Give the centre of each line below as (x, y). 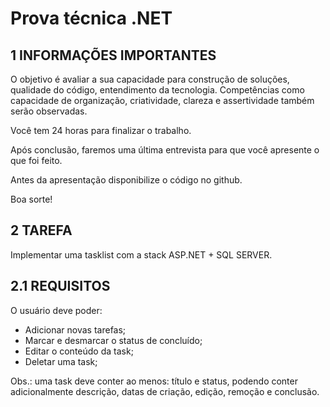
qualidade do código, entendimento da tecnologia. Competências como (157, 90)
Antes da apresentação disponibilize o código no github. (126, 180)
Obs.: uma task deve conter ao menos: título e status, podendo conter (154, 381)
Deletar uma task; (61, 361)
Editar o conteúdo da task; (79, 351)
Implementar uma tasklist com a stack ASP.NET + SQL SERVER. (141, 254)
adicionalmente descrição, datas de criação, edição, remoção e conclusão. (165, 391)
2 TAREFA (41, 230)
